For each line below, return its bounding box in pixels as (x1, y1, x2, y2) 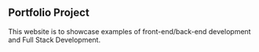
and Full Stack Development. (8, 35, 100, 44)
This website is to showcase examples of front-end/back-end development (8, 26, 251, 36)
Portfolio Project (8, 6, 90, 19)
